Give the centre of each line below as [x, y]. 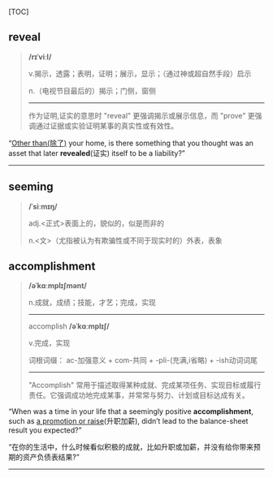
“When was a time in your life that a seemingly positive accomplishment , [131, 411]
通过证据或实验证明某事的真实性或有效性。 [107, 126]
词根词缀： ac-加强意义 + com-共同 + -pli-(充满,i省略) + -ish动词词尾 [143, 360]
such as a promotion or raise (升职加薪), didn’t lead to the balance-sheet [128, 421]
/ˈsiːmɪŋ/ [43, 206]
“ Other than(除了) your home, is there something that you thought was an [131, 143]
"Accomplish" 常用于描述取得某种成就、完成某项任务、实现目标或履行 [145, 385]
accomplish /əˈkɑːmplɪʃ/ [69, 326]
